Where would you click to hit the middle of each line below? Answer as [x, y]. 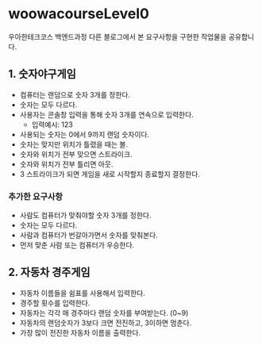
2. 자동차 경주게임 [49, 272]
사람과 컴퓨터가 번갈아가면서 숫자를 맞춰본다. [89, 236]
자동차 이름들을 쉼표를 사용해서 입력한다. [82, 293]
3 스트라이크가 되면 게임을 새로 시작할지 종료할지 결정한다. [110, 174]
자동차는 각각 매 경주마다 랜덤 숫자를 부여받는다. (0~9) [104, 312]
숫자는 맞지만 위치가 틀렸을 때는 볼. [74, 144]
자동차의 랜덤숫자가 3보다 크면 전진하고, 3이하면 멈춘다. [106, 323]
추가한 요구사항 [36, 197]
